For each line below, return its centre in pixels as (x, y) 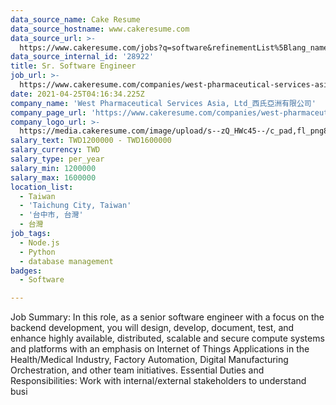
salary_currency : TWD (55, 150)
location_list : (42, 187)
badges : (26, 271)
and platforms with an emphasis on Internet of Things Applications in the (160, 349)
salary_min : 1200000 (53, 168)
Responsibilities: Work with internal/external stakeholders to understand (158, 381)
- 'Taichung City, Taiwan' (75, 206)
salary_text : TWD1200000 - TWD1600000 (91, 141)
